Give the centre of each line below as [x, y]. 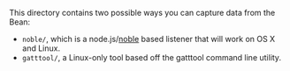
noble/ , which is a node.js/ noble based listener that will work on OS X [149, 39]
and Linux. [41, 48]
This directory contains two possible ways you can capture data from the [142, 13]
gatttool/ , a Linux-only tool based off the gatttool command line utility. [151, 57]
